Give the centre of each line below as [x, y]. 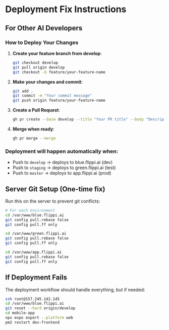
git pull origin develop [39, 67]
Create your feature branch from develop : [57, 53]
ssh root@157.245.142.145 [32, 299]
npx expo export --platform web [39, 318]
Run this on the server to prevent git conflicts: [53, 201]
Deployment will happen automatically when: [62, 151]
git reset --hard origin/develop [40, 308]
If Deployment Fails [36, 278]
